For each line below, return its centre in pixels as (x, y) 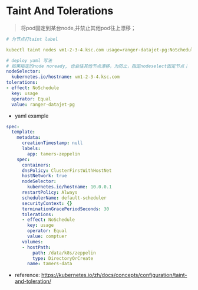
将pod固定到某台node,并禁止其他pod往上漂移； (78, 28)
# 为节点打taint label (32, 39)
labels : (31, 149)
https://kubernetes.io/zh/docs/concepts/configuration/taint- (114, 275)
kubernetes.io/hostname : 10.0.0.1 (70, 187)
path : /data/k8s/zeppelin (64, 253)
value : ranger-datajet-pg (43, 105)
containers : (36, 165)
